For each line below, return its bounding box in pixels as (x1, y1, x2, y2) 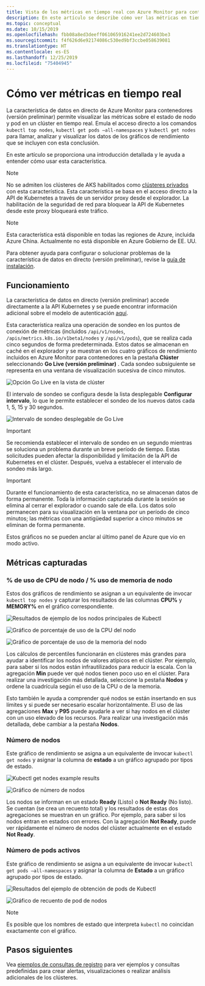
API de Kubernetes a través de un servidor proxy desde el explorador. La (6, 194, 189, 202)
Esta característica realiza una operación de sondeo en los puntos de (6, 321, 181, 329)
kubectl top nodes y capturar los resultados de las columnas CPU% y (6, 596, 182, 603)
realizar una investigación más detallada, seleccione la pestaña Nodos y (6, 676, 188, 683)
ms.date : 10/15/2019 (6, 26, 59, 32)
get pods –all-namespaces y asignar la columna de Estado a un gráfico (6, 867, 185, 874)
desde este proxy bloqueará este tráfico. (6, 207, 109, 215)
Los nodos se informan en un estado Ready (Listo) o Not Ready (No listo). (6, 798, 193, 805)
